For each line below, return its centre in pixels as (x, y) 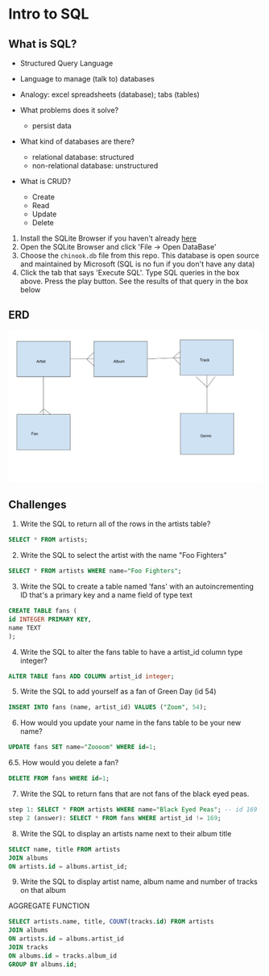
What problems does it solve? (69, 110)
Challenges (37, 504)
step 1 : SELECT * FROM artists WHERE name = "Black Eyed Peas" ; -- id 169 (133, 810)
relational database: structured (83, 157)
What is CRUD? (45, 181)
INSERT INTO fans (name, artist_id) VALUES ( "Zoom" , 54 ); (108, 707)
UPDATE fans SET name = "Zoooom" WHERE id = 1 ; (83, 748)
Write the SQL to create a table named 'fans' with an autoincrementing (137, 587)
